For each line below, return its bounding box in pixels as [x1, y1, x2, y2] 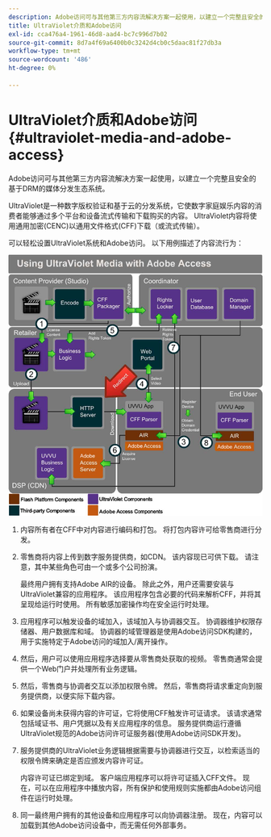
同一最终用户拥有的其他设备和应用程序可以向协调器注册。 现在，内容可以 [19, 810, 263, 819]
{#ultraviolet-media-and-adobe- [8, 128, 232, 147]
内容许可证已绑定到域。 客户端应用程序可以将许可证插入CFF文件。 [19, 772, 241, 782]
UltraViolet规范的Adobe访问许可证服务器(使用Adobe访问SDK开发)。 [19, 728, 246, 738]
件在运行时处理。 [19, 793, 77, 802]
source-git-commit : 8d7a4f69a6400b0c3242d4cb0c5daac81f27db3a [8, 39, 222, 47]
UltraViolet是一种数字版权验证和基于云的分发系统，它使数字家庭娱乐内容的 [8, 200, 256, 210]
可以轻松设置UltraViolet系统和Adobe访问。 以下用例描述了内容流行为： [8, 238, 244, 248]
